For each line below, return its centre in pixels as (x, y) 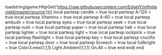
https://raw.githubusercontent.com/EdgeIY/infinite (107, 7)
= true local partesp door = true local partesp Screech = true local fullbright (80, 42)
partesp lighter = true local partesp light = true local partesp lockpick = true (80, 32)
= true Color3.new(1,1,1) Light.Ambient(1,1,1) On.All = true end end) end (74, 48)
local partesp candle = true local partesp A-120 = (102, 12)
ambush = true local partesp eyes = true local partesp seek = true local (76, 22)
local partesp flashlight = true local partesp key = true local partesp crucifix (80, 37)
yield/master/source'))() (29, 12)
